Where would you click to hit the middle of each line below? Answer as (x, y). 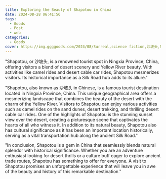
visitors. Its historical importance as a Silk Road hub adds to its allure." (77, 77)
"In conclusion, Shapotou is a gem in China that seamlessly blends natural (80, 145)
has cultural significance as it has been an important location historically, (79, 130)
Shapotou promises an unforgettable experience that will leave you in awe (80, 166)
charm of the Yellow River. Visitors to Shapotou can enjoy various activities (81, 104)
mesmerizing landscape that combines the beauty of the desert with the (79, 98)
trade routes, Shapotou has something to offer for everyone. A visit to (76, 161)
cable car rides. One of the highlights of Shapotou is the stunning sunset (79, 114)
